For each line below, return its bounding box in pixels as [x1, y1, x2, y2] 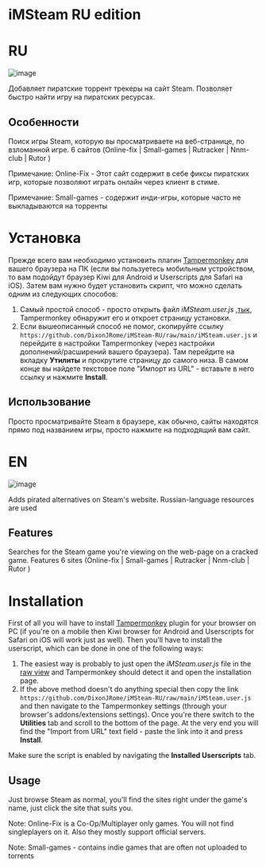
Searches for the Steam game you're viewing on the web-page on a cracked [8, 547, 259, 557]
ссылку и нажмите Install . [19, 372, 109, 381]
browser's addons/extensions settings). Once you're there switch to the [19, 710, 255, 720]
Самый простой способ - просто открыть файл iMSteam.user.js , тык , [19, 304, 253, 314]
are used [8, 503, 37, 513]
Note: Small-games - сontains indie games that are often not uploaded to [8, 842, 248, 853]
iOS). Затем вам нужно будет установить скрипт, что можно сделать [8, 280, 242, 290]
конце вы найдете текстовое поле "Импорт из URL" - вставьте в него [19, 364, 255, 373]
